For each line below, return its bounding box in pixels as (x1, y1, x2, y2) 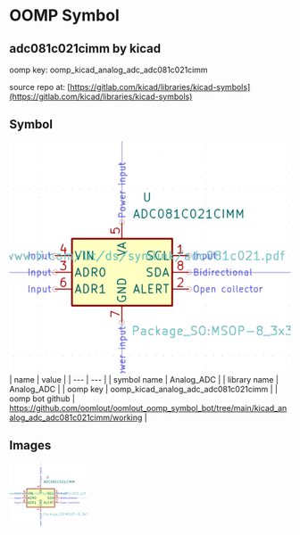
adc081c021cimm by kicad (9, 41, 162, 56)
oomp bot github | (9, 393, 76, 404)
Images (9, 438, 52, 453)
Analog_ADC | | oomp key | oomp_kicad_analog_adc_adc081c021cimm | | (9, 383, 279, 394)
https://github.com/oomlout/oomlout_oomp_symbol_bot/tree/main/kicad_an (9, 402, 287, 413)
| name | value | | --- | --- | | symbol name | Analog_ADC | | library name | (9, 374, 279, 384)
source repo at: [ (9, 82, 71, 92)
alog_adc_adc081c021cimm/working (9, 412, 143, 423)
